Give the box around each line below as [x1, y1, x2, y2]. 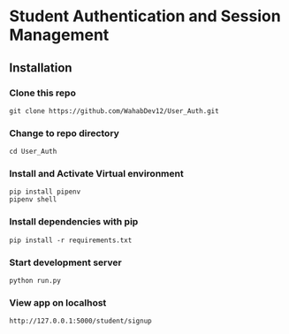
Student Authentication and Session [9, 6, 281, 27]
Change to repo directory [9, 126, 119, 139]
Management [9, 25, 110, 45]
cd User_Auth [9, 148, 57, 156]
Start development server [9, 256, 122, 269]
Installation [9, 60, 72, 75]
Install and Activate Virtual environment [9, 168, 184, 180]
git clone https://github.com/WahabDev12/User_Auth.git [9, 106, 219, 116]
